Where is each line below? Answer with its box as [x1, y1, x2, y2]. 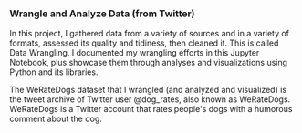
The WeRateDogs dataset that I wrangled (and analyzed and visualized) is [9, 85, 287, 96]
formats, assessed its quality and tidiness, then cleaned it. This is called [9, 37, 279, 48]
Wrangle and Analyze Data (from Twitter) [9, 7, 195, 20]
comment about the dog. [9, 113, 103, 125]
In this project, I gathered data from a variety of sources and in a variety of [9, 28, 290, 39]
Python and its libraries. [9, 66, 99, 77]
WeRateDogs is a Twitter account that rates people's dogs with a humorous [9, 104, 293, 115]
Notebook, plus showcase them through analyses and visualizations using [9, 57, 288, 68]
